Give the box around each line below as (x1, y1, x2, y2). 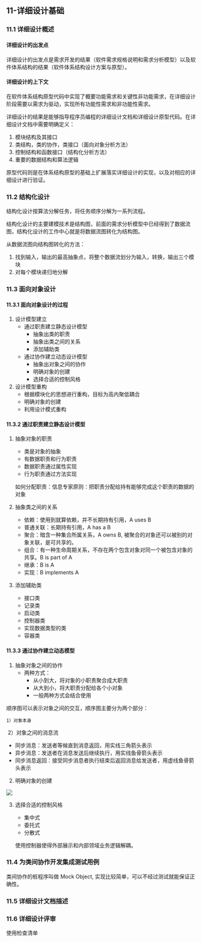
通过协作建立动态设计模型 (23, 353, 88, 360)
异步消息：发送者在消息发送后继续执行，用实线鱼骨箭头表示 (14, 749, 163, 756)
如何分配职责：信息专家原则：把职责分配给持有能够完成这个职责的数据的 (14, 483, 194, 490)
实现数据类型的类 (23, 624, 67, 632)
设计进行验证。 (11, 176, 49, 183)
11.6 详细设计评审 (6, 914, 56, 923)
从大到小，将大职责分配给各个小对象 (32, 684, 123, 691)
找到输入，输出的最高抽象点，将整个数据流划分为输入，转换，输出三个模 (14, 253, 194, 260)
